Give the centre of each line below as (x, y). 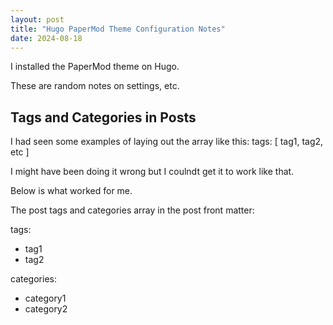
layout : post (37, 19)
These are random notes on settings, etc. (95, 86)
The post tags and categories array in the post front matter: (132, 210)
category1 (45, 298)
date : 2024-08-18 (46, 38)
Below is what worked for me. (71, 191)
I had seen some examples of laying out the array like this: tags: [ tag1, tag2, (167, 142)
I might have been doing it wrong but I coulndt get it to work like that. (152, 172)
